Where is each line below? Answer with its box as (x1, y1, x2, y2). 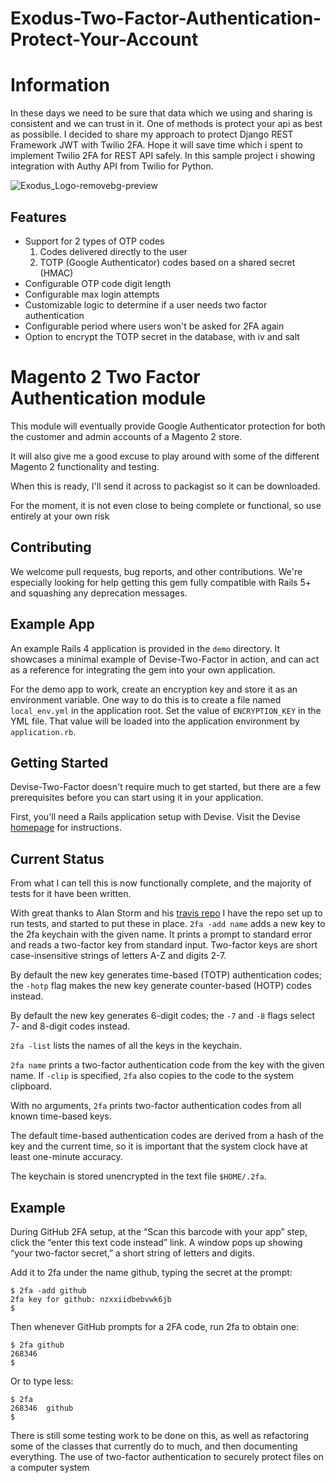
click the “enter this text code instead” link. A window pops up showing (10, 1236, 303, 1248)
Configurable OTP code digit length (24, 277, 172, 289)
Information (10, 74, 110, 97)
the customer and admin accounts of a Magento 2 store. (10, 430, 243, 442)
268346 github (10, 1403, 74, 1413)
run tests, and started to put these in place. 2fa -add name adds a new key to (10, 918, 326, 930)
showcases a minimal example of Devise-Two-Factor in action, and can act (10, 653, 320, 665)
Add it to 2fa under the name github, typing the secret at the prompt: (10, 1266, 293, 1278)
